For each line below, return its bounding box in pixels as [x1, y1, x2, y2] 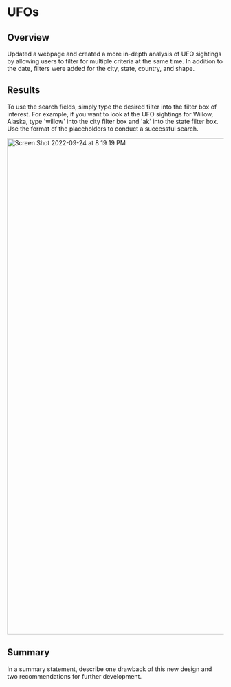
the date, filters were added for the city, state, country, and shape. [7, 65, 195, 72]
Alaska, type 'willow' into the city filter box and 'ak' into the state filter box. [7, 117, 219, 125]
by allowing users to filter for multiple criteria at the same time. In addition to [7, 57, 223, 65]
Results [7, 84, 41, 96]
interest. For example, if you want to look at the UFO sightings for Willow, [7, 109, 214, 118]
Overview [7, 32, 50, 43]
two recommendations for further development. [7, 672, 142, 680]
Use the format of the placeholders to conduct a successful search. [7, 125, 199, 133]
